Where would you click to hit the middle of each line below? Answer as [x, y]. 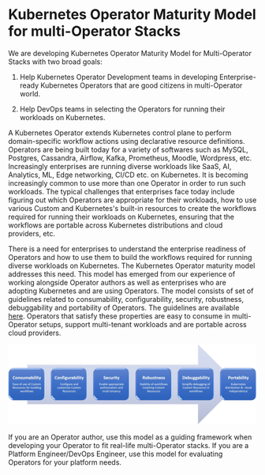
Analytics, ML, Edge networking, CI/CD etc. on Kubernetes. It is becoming [128, 175]
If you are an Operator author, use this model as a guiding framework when [130, 437]
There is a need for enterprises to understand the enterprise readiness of [127, 249]
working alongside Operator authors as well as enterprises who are [117, 282]
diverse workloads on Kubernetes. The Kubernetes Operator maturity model [132, 266]
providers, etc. [32, 233]
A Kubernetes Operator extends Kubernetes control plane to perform [120, 133]
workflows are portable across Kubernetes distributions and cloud [116, 225]
